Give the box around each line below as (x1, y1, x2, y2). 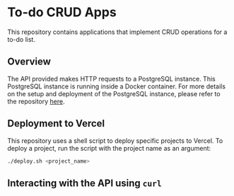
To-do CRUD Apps (7, 4, 117, 21)
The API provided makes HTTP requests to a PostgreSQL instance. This (7, 74, 216, 83)
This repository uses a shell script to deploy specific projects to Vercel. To (7, 136, 223, 145)
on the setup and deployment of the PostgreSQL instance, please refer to (7, 89, 221, 98)
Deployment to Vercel (7, 117, 105, 129)
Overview (7, 56, 52, 68)
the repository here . (7, 97, 65, 105)
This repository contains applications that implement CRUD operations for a (7, 28, 228, 36)
